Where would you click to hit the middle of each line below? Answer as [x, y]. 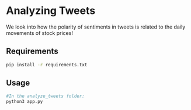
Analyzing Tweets [51, 11]
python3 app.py [25, 102]
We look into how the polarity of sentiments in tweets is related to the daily [96, 27]
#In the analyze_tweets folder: [45, 96]
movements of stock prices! [39, 33]
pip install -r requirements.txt [47, 65]
